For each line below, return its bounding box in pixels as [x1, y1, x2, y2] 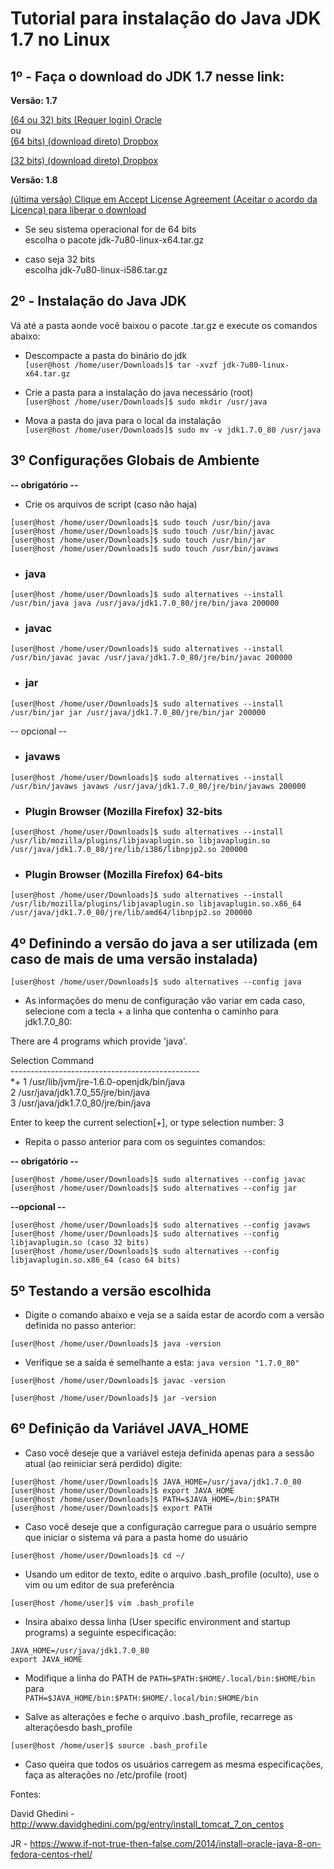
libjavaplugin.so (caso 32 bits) [10, 1238, 150, 1248]
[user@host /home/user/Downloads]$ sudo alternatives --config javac [10, 1175, 307, 1185]
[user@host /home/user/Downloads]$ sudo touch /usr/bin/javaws [10, 543, 280, 554]
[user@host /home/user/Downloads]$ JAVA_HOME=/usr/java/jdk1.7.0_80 [10, 1477, 302, 1487]
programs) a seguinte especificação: [24, 1626, 177, 1638]
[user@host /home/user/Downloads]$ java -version [10, 1339, 222, 1349]
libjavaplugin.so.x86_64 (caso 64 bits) [10, 1255, 182, 1266]
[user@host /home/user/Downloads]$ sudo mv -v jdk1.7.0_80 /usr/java [24, 425, 322, 435]
